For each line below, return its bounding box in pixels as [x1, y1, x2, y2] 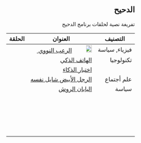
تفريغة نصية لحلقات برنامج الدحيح [62, 20, 135, 27]
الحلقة [9, 34, 25, 43]
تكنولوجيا [110, 56, 132, 64]
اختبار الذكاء [62, 65, 92, 74]
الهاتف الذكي [60, 56, 92, 64]
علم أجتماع [104, 75, 132, 83]
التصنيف [104, 34, 126, 43]
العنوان [52, 34, 70, 43]
